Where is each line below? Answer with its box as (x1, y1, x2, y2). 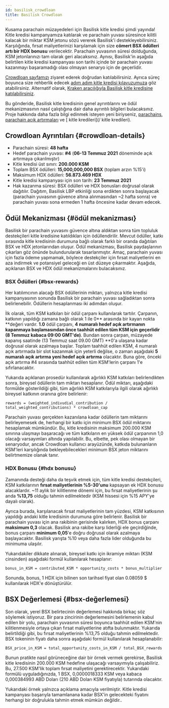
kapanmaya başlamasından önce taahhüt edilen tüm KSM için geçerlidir (5, 327, 160, 333)
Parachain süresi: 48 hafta (12, 145, 69, 151)
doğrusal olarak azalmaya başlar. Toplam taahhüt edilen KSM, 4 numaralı (5, 343, 157, 349)
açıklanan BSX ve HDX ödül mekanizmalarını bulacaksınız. (5, 265, 126, 272)
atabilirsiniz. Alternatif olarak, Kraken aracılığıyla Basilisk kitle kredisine (5, 85, 153, 91)
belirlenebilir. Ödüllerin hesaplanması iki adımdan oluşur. (5, 301, 123, 307)
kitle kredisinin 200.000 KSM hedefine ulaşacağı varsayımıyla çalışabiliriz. (5, 660, 160, 666)
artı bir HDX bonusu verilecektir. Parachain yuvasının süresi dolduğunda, (5, 48, 158, 54)
